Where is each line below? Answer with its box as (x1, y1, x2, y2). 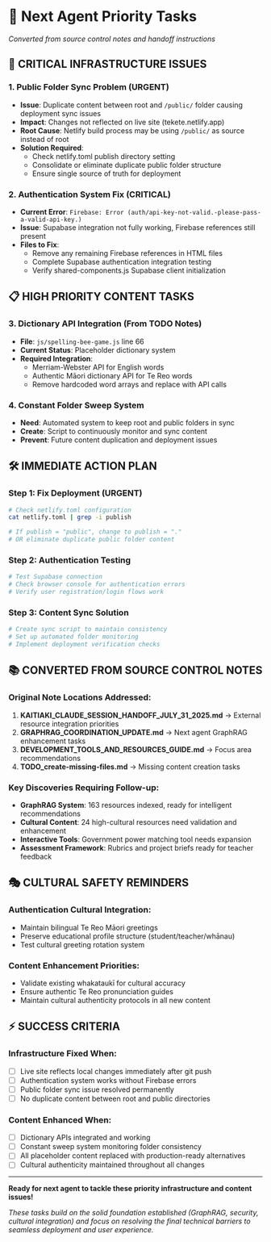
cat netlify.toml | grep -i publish (8, 513, 131, 521)
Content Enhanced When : (8, 1114, 112, 1125)
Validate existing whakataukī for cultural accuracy (19, 978, 186, 988)
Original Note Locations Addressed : (8, 692, 152, 703)
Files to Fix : (19, 240, 60, 249)
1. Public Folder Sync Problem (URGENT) (8, 82, 169, 93)
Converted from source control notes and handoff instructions (8, 34, 216, 44)
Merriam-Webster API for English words (31, 362, 165, 372)
